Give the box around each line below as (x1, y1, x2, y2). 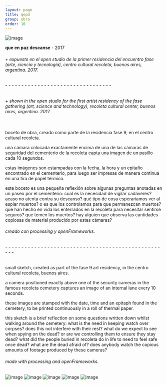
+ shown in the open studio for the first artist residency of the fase (5, 98, 142, 104)
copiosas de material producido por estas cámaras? (5, 217, 112, 223)
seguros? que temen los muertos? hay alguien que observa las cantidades (5, 211, 158, 218)
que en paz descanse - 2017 (5, 45, 65, 51)
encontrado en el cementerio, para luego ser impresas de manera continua (5, 170, 159, 176)
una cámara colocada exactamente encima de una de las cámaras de (5, 144, 148, 150)
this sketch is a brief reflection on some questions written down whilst (5, 315, 149, 321)
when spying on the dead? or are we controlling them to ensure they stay (5, 331, 156, 337)
